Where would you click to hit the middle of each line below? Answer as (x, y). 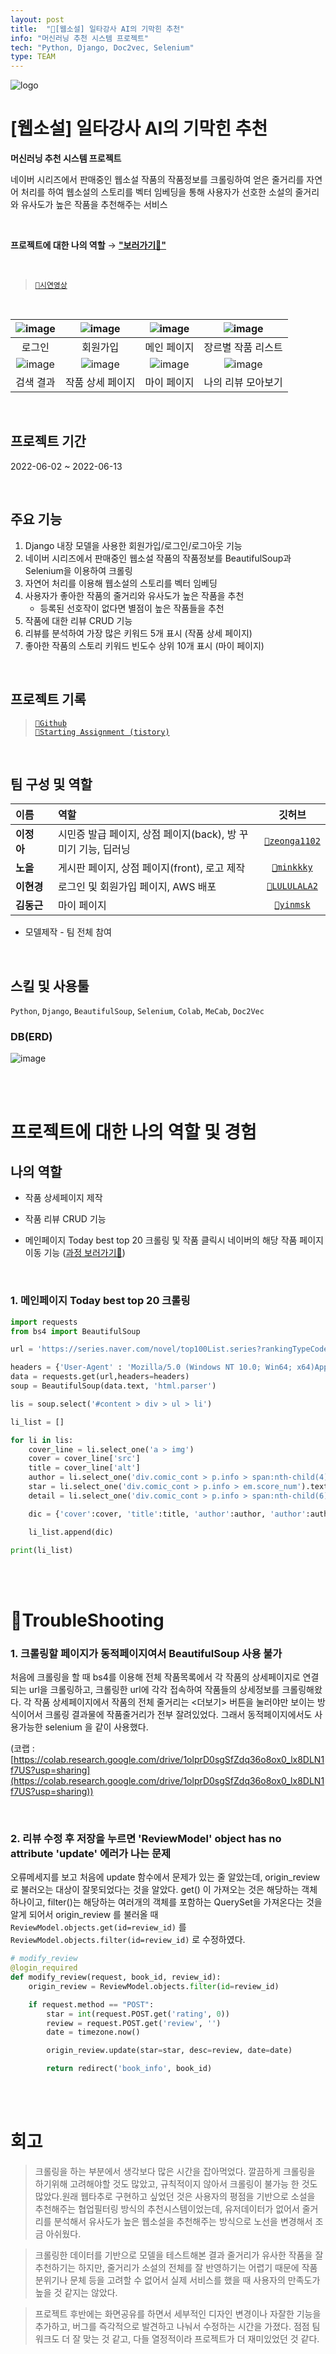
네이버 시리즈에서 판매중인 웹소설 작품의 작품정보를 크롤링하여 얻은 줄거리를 (157, 180)
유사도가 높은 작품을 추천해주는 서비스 (94, 205)
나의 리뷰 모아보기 (243, 383)
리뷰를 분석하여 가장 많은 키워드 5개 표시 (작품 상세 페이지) (138, 633)
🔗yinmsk (292, 905)
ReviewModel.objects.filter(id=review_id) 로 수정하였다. (128, 1940)
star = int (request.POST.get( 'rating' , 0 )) (138, 2014)
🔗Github (50, 723)
